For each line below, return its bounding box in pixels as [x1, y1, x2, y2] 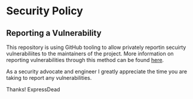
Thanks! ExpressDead [6, 86, 60, 93]
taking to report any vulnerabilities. [6, 75, 92, 81]
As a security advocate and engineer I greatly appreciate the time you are [6, 68, 187, 75]
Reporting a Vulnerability [6, 28, 102, 38]
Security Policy [6, 4, 84, 18]
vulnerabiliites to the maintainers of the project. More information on [6, 50, 174, 57]
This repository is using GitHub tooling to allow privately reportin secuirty [6, 44, 186, 51]
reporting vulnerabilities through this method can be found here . [6, 57, 164, 63]
